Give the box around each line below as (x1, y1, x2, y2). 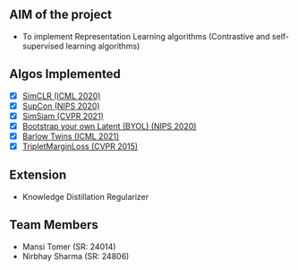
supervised (21, 40, 64, 51)
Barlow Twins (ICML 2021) (21, 130, 120, 142)
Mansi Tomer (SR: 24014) (21, 241, 116, 252)
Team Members (9, 217, 98, 232)
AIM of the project (9, 7, 113, 22)
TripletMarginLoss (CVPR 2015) (21, 141, 139, 152)
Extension (9, 168, 67, 183)
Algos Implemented (9, 66, 121, 82)
